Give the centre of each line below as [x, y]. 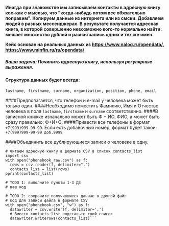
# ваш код [16, 187]
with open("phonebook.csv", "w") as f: [48, 205]
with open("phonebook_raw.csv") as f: [46, 160]
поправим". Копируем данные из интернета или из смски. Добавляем [85, 18]
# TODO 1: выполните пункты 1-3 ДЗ [43, 183]
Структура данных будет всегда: [43, 80]
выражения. [19, 67]
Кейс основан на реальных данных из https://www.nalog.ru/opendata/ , [85, 44]
